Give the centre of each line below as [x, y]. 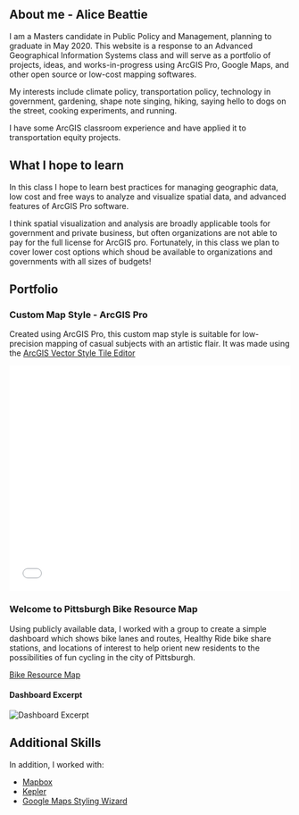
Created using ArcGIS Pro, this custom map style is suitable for [125, 334]
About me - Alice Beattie [79, 15]
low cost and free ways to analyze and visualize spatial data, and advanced [148, 197]
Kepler [34, 791]
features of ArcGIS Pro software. [69, 206]
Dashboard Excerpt [46, 695]
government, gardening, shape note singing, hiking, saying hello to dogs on [148, 101]
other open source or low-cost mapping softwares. [103, 74]
